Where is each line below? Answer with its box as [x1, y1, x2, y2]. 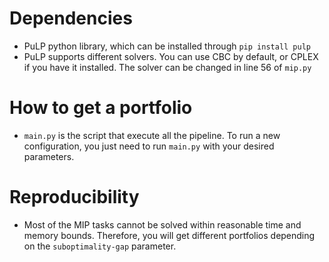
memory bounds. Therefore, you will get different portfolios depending [23, 229, 316, 241]
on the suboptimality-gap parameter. [23, 240, 177, 252]
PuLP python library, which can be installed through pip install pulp [23, 40, 311, 52]
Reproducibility [9, 186, 140, 209]
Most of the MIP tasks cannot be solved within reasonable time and [23, 218, 302, 231]
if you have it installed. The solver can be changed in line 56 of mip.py [23, 61, 312, 73]
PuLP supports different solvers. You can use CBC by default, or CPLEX [23, 50, 319, 62]
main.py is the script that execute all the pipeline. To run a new [23, 129, 281, 141]
